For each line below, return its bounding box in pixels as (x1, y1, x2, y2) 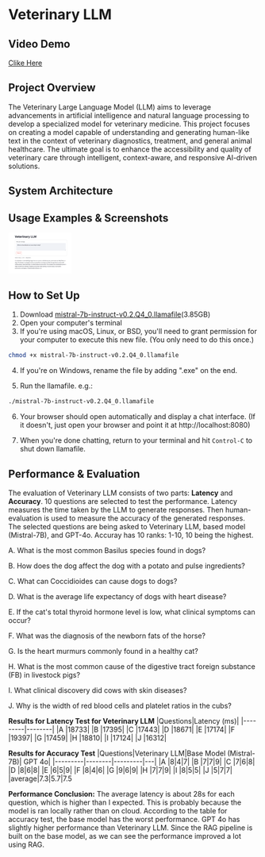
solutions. (8, 161, 40, 171)
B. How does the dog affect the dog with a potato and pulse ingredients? (8, 561, 246, 571)
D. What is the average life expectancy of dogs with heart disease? (8, 592, 227, 601)
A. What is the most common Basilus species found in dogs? (8, 546, 206, 555)
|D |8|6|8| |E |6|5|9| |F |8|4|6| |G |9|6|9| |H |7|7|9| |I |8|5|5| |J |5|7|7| (8, 766, 232, 775)
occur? (8, 616, 32, 625)
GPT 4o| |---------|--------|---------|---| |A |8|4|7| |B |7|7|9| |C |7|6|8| (23, 757, 255, 767)
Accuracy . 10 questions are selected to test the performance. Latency (8, 497, 238, 506)
